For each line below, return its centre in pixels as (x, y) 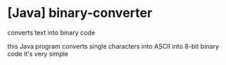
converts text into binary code (52, 32)
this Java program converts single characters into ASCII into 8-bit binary (113, 46)
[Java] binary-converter (80, 13)
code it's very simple (38, 54)
